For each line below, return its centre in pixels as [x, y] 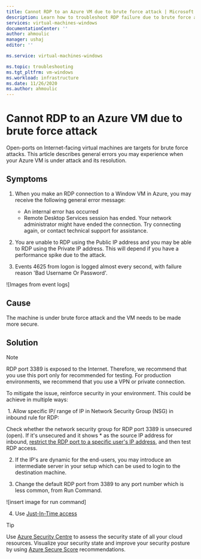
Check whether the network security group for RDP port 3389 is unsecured [99, 429]
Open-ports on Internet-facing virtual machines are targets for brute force [97, 148]
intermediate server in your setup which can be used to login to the [98, 466]
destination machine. [41, 472]
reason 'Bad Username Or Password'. [61, 273]
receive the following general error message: [70, 200]
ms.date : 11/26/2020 [32, 83]
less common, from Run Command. [58, 490]
